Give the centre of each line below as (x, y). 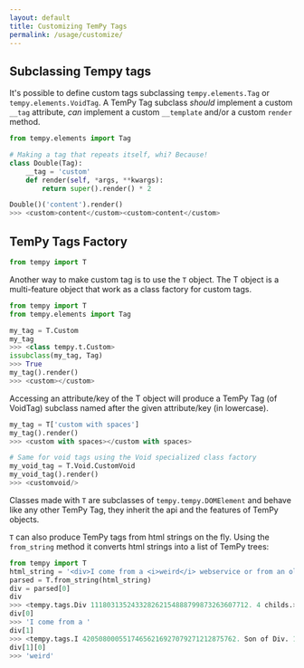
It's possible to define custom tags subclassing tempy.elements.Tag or (139, 93)
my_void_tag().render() (54, 475)
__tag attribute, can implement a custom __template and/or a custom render (151, 112)
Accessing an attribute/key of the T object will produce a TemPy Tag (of (143, 398)
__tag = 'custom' (58, 172)
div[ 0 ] (22, 614)
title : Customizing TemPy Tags (68, 26)
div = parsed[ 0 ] (40, 588)
